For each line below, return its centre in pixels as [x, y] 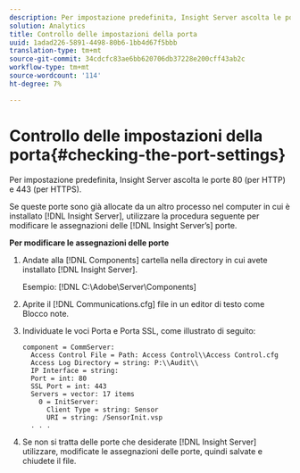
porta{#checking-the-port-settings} [148, 155]
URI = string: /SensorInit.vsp [104, 417]
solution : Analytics [48, 26]
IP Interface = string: [75, 370]
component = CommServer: [68, 347]
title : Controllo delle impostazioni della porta [104, 34]
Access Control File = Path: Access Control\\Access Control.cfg [154, 355]
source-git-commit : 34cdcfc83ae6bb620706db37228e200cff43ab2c [127, 59]
